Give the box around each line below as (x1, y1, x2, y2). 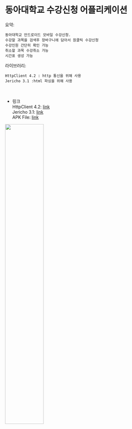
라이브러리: (5, 62, 26, 68)
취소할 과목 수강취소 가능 (5, 48, 49, 53)
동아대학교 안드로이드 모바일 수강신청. (5, 32, 71, 37)
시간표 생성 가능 (5, 53, 33, 58)
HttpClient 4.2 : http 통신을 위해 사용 (5, 73, 82, 78)
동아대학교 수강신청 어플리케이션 (5, 4, 128, 16)
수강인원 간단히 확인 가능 (5, 43, 49, 48)
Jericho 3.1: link (12, 109, 44, 115)
